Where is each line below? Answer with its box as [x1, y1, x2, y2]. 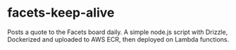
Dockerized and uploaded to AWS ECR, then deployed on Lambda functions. [7, 35, 230, 43]
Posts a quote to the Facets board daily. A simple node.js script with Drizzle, [7, 28, 228, 36]
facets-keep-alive [7, 5, 115, 21]
